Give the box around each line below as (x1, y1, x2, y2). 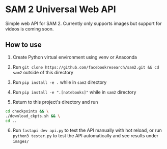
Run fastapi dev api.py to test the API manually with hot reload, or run (12, 127, 162, 133)
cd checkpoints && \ (5, 108, 49, 114)
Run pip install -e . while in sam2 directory (12, 79, 107, 85)
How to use (5, 41, 42, 49)
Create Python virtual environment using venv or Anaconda (12, 54, 137, 60)
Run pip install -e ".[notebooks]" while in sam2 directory (12, 89, 136, 95)
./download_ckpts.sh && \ (5, 113, 60, 118)
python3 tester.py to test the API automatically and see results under (12, 133, 159, 139)
